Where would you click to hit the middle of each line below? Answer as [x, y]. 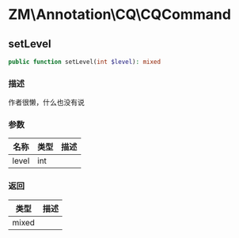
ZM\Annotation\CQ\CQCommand [120, 15]
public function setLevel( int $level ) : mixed [84, 62]
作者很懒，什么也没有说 [46, 102]
